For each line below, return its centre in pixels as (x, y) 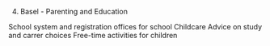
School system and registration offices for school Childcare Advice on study (135, 27)
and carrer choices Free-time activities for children (93, 35)
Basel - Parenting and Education (74, 11)
